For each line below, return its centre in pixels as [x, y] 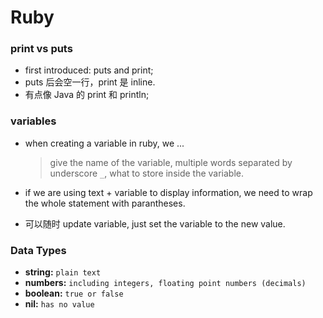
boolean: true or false [74, 293]
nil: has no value [59, 304]
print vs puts [41, 49]
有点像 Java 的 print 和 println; [87, 95]
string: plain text [63, 272]
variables [33, 121]
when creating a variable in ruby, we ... [104, 143]
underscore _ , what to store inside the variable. [147, 173]
